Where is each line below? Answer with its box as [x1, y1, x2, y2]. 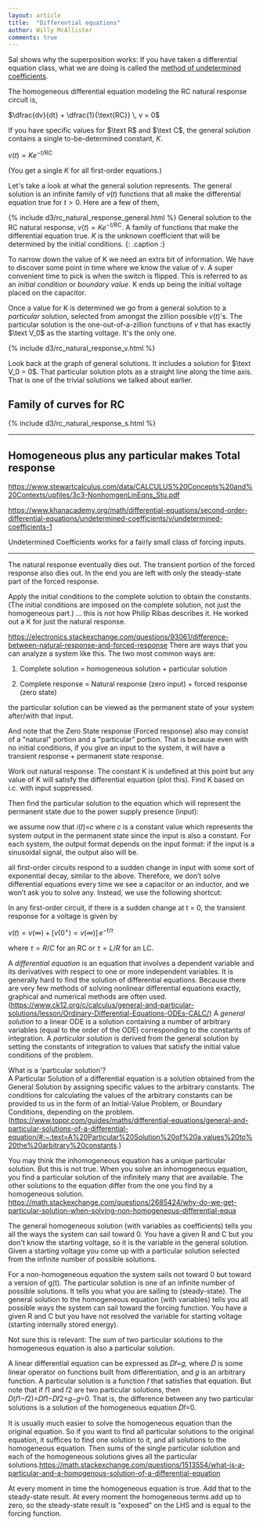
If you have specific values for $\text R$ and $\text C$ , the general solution [8, 126, 251, 135]
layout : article [8, 11, 61, 20]
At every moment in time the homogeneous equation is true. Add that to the [8, 1484, 252, 1493]
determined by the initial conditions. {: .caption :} [8, 239, 166, 248]
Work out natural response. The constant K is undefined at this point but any [8, 767, 254, 776]
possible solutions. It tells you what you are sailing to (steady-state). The [8, 1286, 242, 1296]
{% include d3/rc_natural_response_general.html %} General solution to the [8, 213, 252, 222]
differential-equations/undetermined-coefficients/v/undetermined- [8, 514, 223, 523]
